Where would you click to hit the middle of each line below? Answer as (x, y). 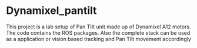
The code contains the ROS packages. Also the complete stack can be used (98, 32)
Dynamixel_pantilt (51, 11)
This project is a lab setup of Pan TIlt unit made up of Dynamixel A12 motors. (98, 27)
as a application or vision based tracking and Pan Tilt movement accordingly (98, 39)
